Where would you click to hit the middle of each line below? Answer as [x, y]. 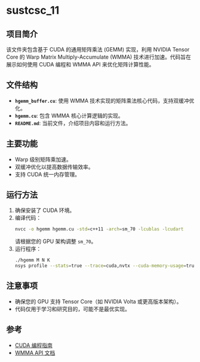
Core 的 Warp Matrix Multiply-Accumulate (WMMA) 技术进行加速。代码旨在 [99, 57]
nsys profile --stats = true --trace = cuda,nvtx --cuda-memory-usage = [101, 266]
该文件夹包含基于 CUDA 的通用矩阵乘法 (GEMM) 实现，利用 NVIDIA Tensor [98, 49]
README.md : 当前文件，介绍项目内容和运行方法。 [73, 123]
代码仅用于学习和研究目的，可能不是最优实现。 [72, 309]
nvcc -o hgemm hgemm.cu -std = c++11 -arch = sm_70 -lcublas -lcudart [99, 229]
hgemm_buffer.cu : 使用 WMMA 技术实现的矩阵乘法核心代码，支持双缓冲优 [104, 101]
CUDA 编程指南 [33, 345]
